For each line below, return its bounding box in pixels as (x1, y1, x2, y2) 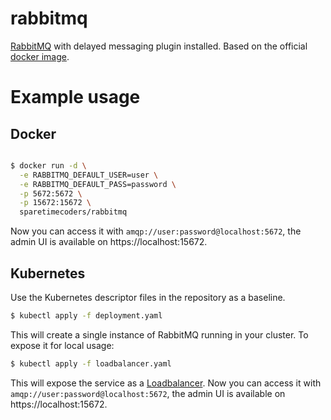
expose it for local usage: (10, 339, 115, 351)
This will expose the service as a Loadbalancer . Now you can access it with (10, 377, 322, 389)
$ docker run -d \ (10, 160, 87, 171)
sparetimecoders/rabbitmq (19, 207, 128, 217)
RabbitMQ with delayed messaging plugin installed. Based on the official (10, 40, 308, 52)
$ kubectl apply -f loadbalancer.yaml (10, 358, 172, 369)
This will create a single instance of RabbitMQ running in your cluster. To (10, 328, 309, 341)
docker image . (10, 50, 70, 62)
